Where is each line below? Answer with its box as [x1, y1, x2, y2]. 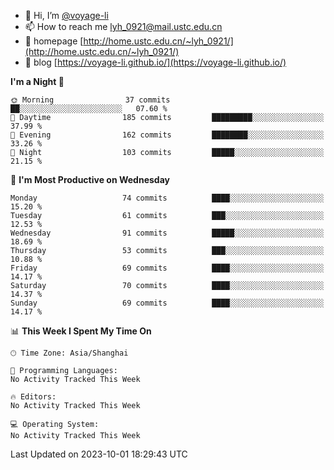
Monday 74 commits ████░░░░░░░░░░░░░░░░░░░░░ [10, 193, 325, 203]
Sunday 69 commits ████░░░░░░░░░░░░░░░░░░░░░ [10, 298, 325, 308]
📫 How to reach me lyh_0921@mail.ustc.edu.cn [24, 21, 223, 32]
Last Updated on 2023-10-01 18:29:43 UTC [10, 448, 188, 460]
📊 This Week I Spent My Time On [10, 325, 152, 337]
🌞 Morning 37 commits [10, 95, 171, 105]
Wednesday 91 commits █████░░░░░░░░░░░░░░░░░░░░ [10, 228, 325, 238]
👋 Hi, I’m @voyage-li [24, 10, 109, 21]
